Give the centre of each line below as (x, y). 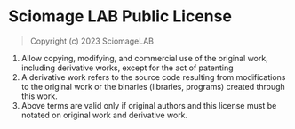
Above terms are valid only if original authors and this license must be (149, 105)
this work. (40, 96)
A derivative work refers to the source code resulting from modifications (153, 77)
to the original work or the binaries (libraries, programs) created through (153, 86)
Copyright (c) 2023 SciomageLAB (92, 41)
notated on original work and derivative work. (104, 115)
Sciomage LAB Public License (120, 16)
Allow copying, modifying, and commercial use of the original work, (144, 58)
